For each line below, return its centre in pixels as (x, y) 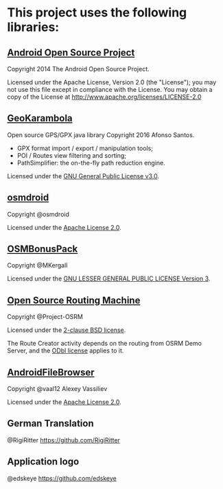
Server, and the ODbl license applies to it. (66, 350)
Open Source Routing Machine (74, 300)
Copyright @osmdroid (38, 214)
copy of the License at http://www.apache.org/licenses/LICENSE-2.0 (104, 97)
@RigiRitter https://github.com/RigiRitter (63, 440)
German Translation (50, 424)
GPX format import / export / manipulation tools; (85, 148)
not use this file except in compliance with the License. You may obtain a (110, 90)
